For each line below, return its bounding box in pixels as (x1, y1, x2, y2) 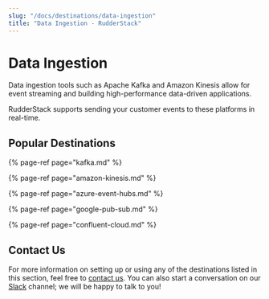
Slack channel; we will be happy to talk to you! (8, 282, 161, 292)
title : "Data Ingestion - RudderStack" (8, 19, 142, 27)
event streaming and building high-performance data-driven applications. (8, 89, 251, 99)
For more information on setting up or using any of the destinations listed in (8, 264, 258, 274)
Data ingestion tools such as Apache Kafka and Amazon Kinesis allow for (8, 80, 251, 90)
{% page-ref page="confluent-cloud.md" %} (8, 220, 157, 230)
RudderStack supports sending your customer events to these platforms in (8, 104, 255, 114)
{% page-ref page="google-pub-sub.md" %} (8, 204, 158, 214)
